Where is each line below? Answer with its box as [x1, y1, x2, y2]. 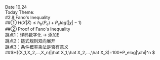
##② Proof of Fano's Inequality [5, 26, 71, 32]
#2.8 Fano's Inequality [5, 15, 50, 20]
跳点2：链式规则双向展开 [5, 38, 56, 43]
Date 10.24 [5, 4, 27, 10]
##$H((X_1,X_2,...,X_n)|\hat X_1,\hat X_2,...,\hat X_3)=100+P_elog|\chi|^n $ [5, 49, 156, 55]
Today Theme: [5, 9, 35, 15]
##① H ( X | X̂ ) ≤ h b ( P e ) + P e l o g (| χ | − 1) [5, 20, 82, 26]
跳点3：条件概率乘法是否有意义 [5, 44, 69, 50]
